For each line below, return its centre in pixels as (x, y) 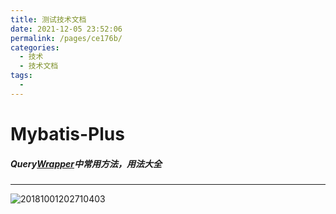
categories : (35, 47)
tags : (21, 76)
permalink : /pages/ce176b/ (66, 38)
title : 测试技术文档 (48, 19)
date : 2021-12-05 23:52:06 (66, 29)
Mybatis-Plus (67, 133)
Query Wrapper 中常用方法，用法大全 (86, 163)
